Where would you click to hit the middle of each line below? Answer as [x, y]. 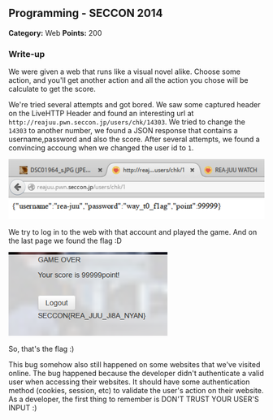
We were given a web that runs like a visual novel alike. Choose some [125, 71]
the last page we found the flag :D [65, 240]
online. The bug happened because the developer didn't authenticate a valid [136, 373]
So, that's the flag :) [41, 349]
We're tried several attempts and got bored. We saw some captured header [134, 105]
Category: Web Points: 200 [55, 32]
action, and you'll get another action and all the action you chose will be [129, 80]
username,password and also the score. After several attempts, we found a [134, 139]
